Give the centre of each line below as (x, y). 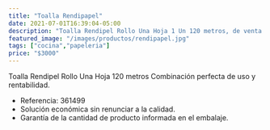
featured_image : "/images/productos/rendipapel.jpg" (99, 38)
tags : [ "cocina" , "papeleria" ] (59, 46)
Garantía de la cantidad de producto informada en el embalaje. (124, 117)
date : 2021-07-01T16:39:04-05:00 (65, 23)
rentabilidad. (29, 85)
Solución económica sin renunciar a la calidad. (97, 109)
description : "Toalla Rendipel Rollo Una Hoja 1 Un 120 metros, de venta (135, 31)
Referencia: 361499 (53, 101)
